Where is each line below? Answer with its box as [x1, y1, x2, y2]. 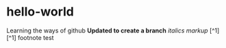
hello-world [6, 4, 75, 20]
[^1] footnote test [6, 33, 54, 41]
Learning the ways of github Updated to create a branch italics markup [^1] [6, 26, 220, 34]
